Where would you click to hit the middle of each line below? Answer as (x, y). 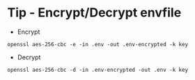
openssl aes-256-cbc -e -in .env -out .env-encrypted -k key (98, 44)
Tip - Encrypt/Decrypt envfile (94, 13)
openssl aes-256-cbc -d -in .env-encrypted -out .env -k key (98, 70)
